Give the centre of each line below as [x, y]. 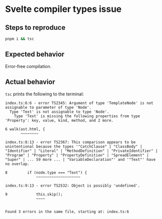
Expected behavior [35, 54]
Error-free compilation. [28, 66]
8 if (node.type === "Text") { [46, 172]
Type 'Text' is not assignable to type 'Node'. [60, 112]
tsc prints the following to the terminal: [44, 94]
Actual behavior [30, 82]
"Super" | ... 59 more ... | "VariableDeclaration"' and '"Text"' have [80, 159]
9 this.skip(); [34, 194]
